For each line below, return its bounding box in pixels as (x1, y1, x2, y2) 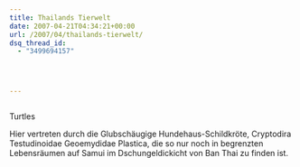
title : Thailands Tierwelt (9, 13, 111, 23)
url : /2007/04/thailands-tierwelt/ (9, 30, 144, 39)
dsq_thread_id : (9, 38, 67, 48)
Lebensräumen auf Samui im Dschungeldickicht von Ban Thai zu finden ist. (9, 148, 289, 159)
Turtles (9, 111, 36, 122)
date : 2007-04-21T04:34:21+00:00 (9, 22, 136, 31)
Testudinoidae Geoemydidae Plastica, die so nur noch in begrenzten (9, 138, 264, 149)
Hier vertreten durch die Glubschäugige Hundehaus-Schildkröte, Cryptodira (9, 128, 292, 140)
